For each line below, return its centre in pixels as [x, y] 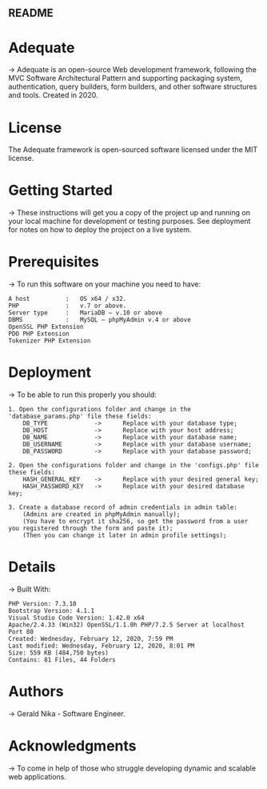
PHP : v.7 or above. [68, 306]
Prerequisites [54, 262]
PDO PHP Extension [39, 334]
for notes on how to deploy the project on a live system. [100, 230]
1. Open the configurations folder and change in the [100, 410]
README [31, 13]
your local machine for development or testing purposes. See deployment [130, 221]
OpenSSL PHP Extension [46, 327]
